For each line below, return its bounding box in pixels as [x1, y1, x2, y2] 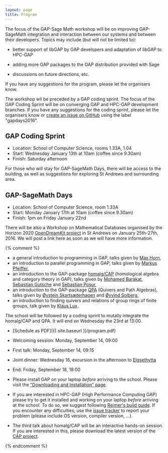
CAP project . [12, 433, 39, 439]
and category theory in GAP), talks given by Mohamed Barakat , [12, 276, 143, 282]
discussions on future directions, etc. [12, 71, 89, 77]
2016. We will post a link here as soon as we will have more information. [5, 235, 153, 241]
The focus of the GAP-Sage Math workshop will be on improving [5, 26, 138, 32]
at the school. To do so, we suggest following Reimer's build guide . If [12, 402, 155, 408]
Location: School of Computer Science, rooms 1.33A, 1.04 [12, 145, 132, 151]
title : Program [5, 12, 37, 17]
